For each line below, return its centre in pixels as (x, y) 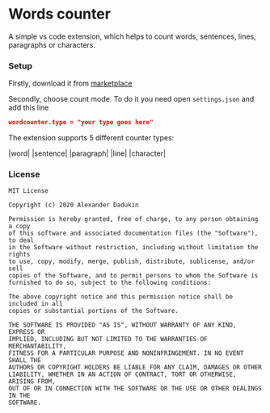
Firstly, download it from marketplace (70, 83)
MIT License (28, 191)
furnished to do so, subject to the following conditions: (110, 283)
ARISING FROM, (32, 382)
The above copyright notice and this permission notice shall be (120, 297)
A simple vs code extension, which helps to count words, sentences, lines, (132, 36)
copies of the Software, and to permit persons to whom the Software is (133, 276)
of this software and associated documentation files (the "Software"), (133, 234)
